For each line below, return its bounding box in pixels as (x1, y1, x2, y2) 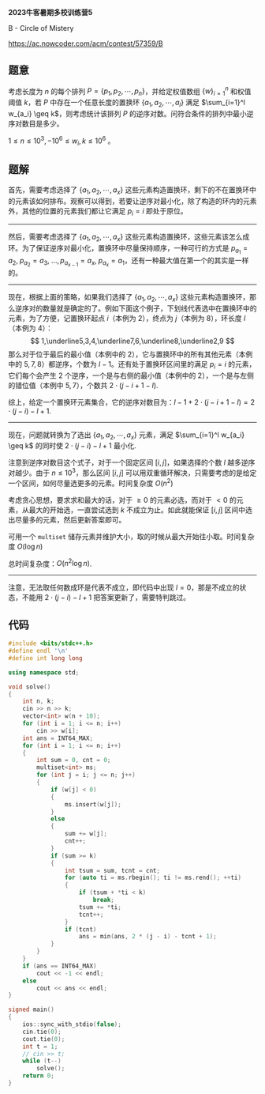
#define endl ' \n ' (8, 647, 69, 655)
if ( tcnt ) (64, 925, 97, 934)
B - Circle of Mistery (8, 24, 74, 32)
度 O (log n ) (8, 541, 43, 551)
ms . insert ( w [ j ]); (64, 800, 122, 809)
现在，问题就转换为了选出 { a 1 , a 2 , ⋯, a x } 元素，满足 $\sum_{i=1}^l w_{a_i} (8, 430, 245, 441)
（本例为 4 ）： (8, 323, 53, 333)
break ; (92, 896, 114, 904)
